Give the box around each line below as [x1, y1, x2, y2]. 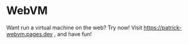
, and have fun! [54, 30, 92, 37]
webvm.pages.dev [6, 30, 53, 37]
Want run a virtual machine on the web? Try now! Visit [6, 24, 143, 31]
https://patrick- [143, 24, 182, 31]
